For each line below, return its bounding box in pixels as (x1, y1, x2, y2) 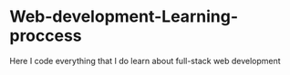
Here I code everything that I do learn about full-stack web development (9, 55, 281, 66)
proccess (9, 25, 82, 46)
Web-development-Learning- (9, 6, 239, 27)
